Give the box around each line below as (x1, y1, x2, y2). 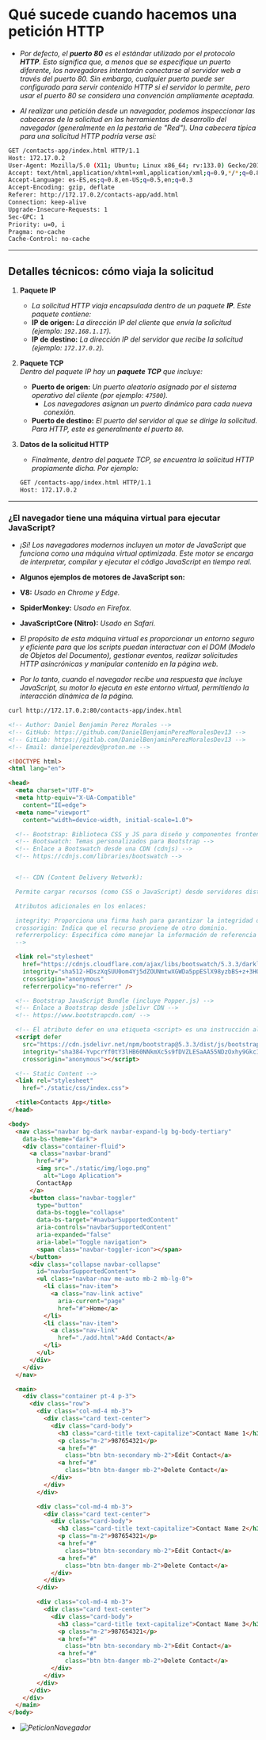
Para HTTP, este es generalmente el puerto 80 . (31, 424, 184, 434)
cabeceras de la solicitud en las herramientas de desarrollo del (19, 114, 227, 124)
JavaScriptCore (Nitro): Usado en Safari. (19, 618, 156, 628)
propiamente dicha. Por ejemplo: (31, 464, 139, 473)
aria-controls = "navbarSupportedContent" (36, 1223, 172, 1232)
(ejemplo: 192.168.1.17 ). (31, 327, 112, 336)
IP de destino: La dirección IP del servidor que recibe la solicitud (31, 335, 244, 344)
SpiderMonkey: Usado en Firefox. (19, 603, 132, 613)
